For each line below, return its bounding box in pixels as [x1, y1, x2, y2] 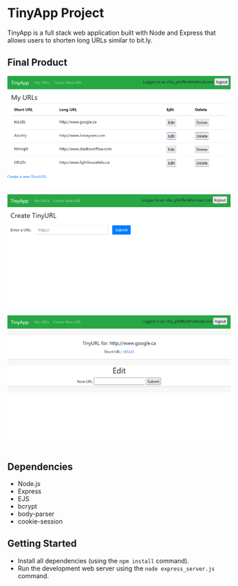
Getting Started [7, 538, 77, 550]
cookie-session [17, 517, 63, 526]
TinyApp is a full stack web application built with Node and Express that [7, 28, 216, 37]
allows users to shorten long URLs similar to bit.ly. [7, 35, 153, 44]
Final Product [7, 57, 67, 69]
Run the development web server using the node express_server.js [17, 564, 215, 573]
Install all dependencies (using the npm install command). [17, 556, 190, 565]
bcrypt [17, 502, 38, 511]
